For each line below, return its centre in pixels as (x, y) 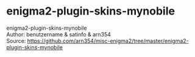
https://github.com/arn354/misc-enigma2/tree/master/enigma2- (108, 41)
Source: (16, 41)
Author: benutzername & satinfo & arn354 (59, 34)
